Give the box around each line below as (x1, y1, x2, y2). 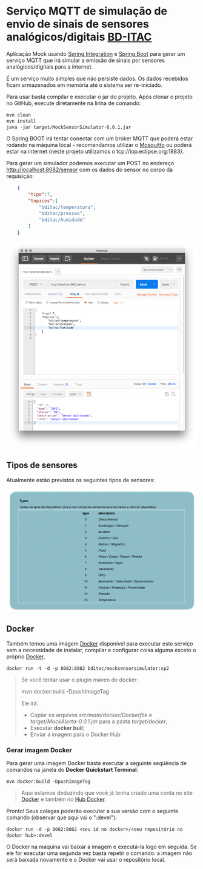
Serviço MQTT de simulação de (6, 4, 168, 18)
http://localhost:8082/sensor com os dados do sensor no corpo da (6, 166, 173, 173)
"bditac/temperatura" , (38, 204, 96, 210)
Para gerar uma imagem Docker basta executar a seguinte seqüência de (6, 760, 187, 767)
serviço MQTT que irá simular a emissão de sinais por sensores (6, 56, 165, 64)
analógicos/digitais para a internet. (6, 63, 93, 70)
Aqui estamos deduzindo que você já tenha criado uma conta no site (21, 789, 193, 797)
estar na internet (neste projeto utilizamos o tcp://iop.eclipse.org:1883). (6, 148, 184, 155)
